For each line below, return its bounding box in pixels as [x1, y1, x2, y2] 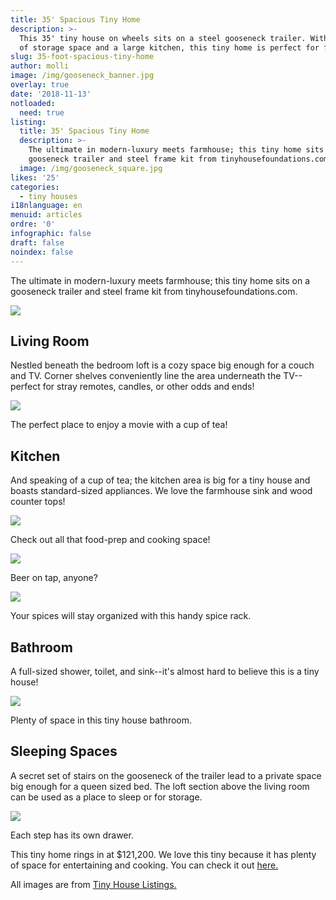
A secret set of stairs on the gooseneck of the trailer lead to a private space [10, 769, 322, 781]
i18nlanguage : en [10, 201, 83, 211]
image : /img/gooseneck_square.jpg [19, 163, 163, 173]
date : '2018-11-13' [10, 89, 92, 99]
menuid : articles [10, 210, 83, 220]
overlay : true [10, 80, 70, 90]
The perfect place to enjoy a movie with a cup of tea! [10, 419, 228, 431]
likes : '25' [10, 172, 60, 183]
